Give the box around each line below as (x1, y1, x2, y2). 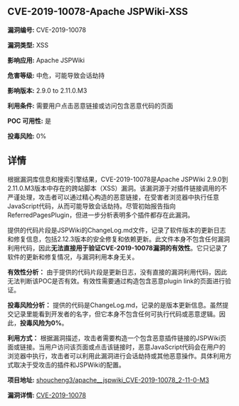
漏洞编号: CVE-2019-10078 (7, 25, 87, 34)
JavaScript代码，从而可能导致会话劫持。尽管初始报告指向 (7, 201, 176, 210)
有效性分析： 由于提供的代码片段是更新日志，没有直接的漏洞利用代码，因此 (7, 268, 228, 276)
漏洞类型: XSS (7, 41, 49, 49)
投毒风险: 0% (7, 131, 47, 140)
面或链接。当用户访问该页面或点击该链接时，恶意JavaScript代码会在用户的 (7, 342, 226, 351)
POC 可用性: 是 (7, 116, 52, 125)
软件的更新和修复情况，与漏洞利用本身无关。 (7, 253, 139, 261)
